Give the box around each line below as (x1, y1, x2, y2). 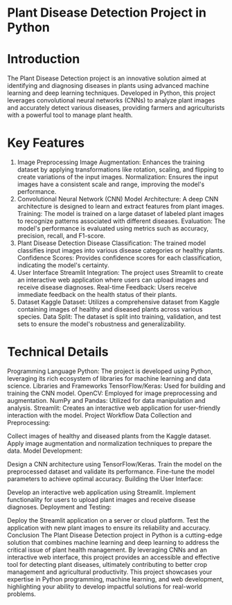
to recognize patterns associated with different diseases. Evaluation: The (17, 217, 226, 226)
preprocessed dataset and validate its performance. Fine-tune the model (7, 467, 215, 476)
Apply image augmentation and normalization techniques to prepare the (7, 440, 213, 447)
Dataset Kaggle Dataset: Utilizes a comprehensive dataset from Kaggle (17, 298, 220, 306)
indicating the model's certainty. (17, 261, 109, 269)
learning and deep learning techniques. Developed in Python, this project (7, 89, 216, 98)
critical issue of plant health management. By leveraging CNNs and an (7, 545, 208, 554)
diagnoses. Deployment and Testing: (7, 503, 112, 511)
